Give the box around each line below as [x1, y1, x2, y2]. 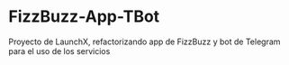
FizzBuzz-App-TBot [8, 6, 160, 27]
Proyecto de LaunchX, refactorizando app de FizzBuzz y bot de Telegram [8, 36, 281, 47]
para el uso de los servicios [8, 45, 111, 56]
